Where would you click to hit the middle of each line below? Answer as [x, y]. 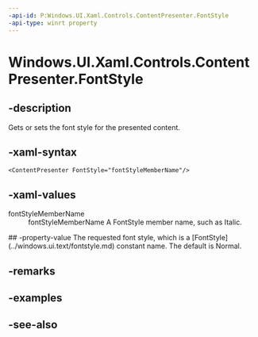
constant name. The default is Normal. [179, 246]
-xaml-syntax [43, 152]
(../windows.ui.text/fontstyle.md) [62, 246]
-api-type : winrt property [53, 23]
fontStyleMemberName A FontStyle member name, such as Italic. [135, 222]
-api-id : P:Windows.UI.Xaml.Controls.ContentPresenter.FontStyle [118, 15]
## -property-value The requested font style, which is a [99, 238]
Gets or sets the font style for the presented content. [94, 127]
